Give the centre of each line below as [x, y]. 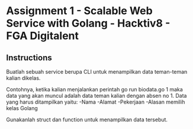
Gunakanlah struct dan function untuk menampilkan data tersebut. [87, 120]
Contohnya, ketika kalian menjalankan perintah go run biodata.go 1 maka [95, 89]
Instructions [29, 57]
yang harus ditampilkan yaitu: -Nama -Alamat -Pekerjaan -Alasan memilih [96, 102]
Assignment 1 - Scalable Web [79, 11]
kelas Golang [22, 108]
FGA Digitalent [42, 36]
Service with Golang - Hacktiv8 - [88, 23]
